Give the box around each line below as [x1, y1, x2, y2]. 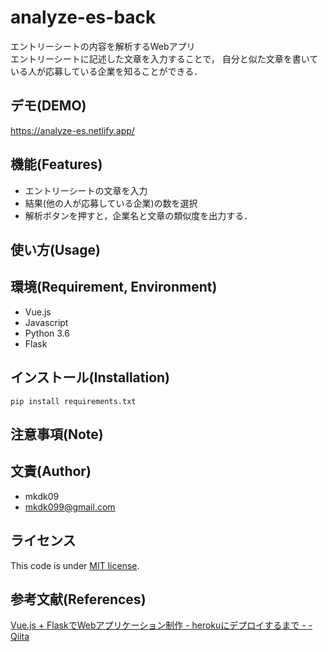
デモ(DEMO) [10, 97, 87, 115]
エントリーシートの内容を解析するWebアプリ [10, 40, 196, 52]
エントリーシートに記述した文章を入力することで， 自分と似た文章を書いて [10, 52, 319, 65]
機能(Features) [10, 156, 103, 173]
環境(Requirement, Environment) [10, 279, 218, 296]
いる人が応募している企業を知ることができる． [10, 65, 203, 77]
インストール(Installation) [10, 369, 171, 386]
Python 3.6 [24, 327, 70, 339]
